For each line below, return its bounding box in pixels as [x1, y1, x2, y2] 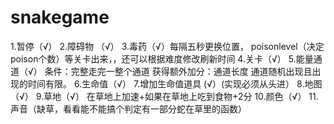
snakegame [10, 6, 110, 29]
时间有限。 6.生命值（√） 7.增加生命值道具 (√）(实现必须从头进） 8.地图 [27, 77, 323, 90]
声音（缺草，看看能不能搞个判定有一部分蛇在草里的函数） [10, 102, 247, 115]
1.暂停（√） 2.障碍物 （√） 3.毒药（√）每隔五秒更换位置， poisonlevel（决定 [10, 40, 325, 52]
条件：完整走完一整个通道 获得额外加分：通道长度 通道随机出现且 [44, 65, 313, 77]
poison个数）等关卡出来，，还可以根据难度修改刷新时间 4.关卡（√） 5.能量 [10, 52, 314, 65]
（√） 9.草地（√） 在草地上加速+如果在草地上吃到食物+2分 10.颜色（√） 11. [10, 90, 319, 102]
